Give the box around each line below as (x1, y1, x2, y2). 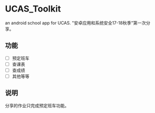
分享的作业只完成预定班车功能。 (5, 102, 69, 108)
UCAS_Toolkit (5, 3, 61, 14)
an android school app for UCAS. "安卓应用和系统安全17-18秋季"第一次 (5, 20, 146, 26)
